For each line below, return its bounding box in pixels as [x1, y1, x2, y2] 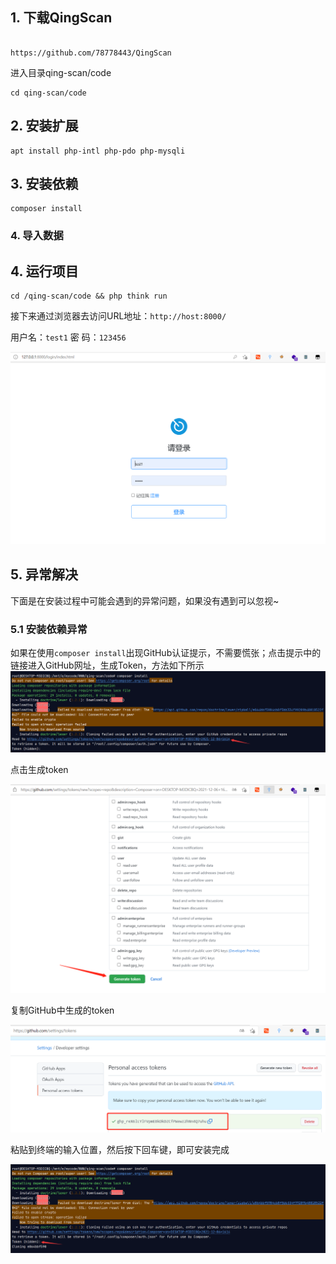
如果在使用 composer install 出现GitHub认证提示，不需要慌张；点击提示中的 [10, 646, 322, 658]
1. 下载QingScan [10, 9, 113, 27]
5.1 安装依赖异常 [10, 622, 88, 636]
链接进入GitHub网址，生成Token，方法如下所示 [10, 659, 205, 671]
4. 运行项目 [10, 263, 79, 280]
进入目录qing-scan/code [10, 66, 112, 78]
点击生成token [10, 764, 69, 776]
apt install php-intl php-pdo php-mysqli [10, 146, 186, 156]
